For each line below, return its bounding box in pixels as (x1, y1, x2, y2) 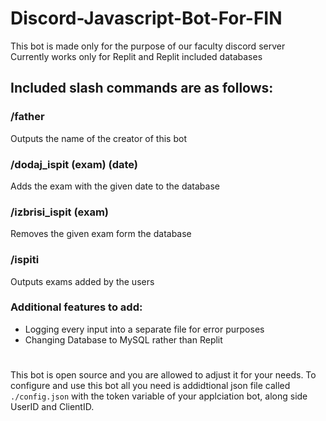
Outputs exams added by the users (10, 275, 155, 287)
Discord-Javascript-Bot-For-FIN (10, 7, 283, 30)
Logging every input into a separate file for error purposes (24, 323, 265, 335)
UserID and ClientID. (10, 401, 95, 412)
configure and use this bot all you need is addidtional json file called (10, 380, 291, 391)
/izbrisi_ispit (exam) (10, 205, 110, 219)
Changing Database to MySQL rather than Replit (24, 333, 223, 346)
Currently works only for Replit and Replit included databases (10, 50, 263, 62)
